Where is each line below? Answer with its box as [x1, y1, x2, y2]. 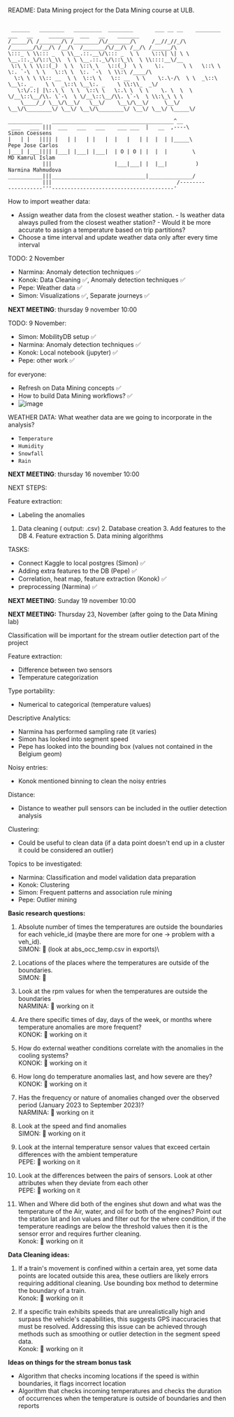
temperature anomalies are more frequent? [17, 1023, 142, 1031]
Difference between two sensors [17, 665, 112, 674]
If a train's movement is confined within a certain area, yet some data [17, 1264, 217, 1272]
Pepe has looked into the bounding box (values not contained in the [17, 742, 213, 750]
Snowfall [17, 450, 44, 457]
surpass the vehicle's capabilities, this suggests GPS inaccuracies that [17, 1315, 221, 1323]
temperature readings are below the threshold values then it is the [17, 1222, 208, 1230]
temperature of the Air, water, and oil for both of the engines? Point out [17, 1208, 222, 1215]
